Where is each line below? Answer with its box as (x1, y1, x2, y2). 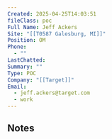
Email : (7, 83, 27, 90)
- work (13, 96, 33, 104)
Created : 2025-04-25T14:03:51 (7, 10, 97, 18)
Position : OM (7, 37, 46, 44)
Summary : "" (7, 63, 43, 70)
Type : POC (7, 69, 37, 77)
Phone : (7, 43, 27, 50)
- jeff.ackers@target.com (13, 89, 91, 96)
